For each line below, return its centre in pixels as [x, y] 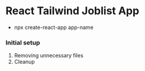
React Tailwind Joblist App [72, 11]
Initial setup [23, 43]
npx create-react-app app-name [54, 27]
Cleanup [24, 62]
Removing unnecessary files [49, 56]
